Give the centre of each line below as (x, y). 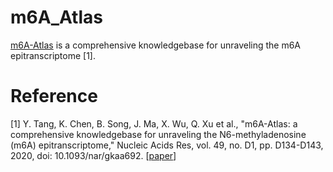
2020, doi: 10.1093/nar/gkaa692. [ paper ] (93, 155)
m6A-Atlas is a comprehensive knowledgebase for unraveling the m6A (156, 45)
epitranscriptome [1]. (53, 55)
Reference (54, 96)
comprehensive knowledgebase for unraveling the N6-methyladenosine (158, 134)
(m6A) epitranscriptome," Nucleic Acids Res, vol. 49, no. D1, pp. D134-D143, (167, 145)
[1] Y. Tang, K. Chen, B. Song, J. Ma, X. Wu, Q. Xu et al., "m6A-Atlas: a (154, 123)
